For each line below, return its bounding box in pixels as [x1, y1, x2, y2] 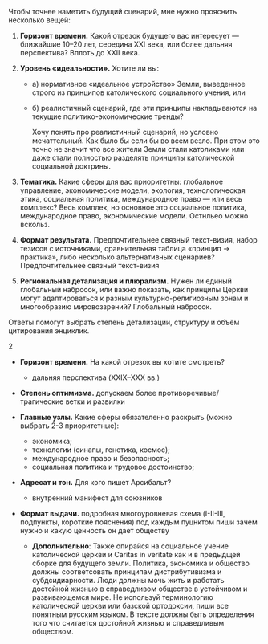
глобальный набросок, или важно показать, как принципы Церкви [19, 285, 249, 294]
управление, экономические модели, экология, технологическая [19, 185, 246, 195]
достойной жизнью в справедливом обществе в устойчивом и [31, 584, 248, 593]
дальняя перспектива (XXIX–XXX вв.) [31, 373, 160, 382]
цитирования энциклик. [8, 326, 90, 336]
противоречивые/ [157, 389, 219, 397]
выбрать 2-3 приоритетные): [19, 421, 120, 430]
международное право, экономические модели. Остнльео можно [19, 211, 249, 220]
